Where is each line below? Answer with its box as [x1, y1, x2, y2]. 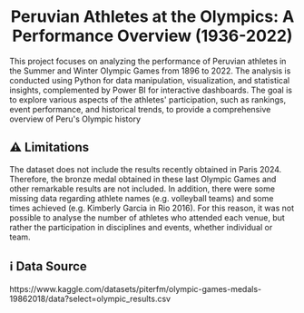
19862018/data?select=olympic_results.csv [9, 293, 171, 304]
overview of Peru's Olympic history [9, 113, 141, 124]
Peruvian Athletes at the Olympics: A [10, 6, 295, 27]
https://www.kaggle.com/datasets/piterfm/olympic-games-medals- [9, 283, 261, 294]
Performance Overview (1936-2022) [12, 25, 293, 46]
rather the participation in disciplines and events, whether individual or [9, 221, 273, 232]
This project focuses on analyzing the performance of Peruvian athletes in [9, 55, 287, 66]
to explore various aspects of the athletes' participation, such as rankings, [9, 93, 287, 105]
